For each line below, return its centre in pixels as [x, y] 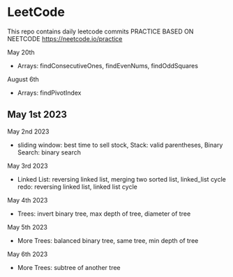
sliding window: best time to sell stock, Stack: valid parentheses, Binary [120, 145]
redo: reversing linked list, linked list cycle [77, 187]
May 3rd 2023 [28, 166]
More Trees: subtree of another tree [69, 267]
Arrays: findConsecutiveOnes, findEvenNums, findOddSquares [108, 65]
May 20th [21, 52]
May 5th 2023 [27, 227]
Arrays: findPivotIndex [49, 93]
